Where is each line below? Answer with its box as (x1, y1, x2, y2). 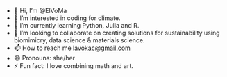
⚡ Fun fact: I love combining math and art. (13, 62, 133, 69)
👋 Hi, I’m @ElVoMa (13, 7, 67, 15)
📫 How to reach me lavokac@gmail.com (13, 44, 131, 52)
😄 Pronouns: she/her (13, 54, 75, 62)
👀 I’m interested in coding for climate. (13, 14, 121, 22)
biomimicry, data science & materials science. (13, 36, 145, 44)
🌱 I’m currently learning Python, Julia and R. (13, 22, 140, 29)
